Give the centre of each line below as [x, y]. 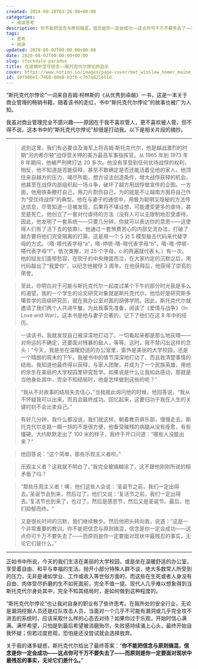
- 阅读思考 [23, 22]
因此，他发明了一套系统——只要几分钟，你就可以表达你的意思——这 [103, 221]
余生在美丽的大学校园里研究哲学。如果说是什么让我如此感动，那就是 [108, 372]
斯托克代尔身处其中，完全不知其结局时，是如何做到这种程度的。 [83, 591]
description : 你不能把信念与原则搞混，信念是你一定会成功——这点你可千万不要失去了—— [99, 28]
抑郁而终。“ [40, 509]
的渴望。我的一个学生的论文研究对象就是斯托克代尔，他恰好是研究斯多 [106, 293]
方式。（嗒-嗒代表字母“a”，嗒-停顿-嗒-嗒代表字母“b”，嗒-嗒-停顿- [110, 244]
